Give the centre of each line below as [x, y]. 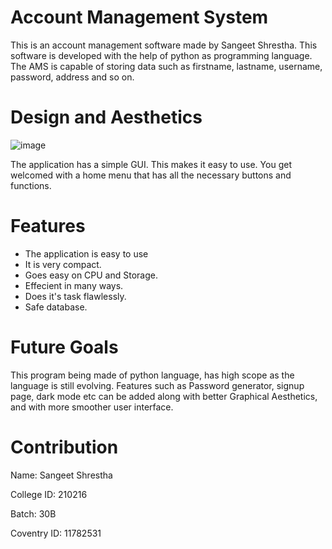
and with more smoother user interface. [92, 407]
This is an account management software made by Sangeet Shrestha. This [164, 45]
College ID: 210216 [49, 494]
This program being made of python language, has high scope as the [152, 375]
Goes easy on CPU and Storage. [91, 275]
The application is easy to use [86, 253]
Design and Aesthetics [106, 117]
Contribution [64, 447]
